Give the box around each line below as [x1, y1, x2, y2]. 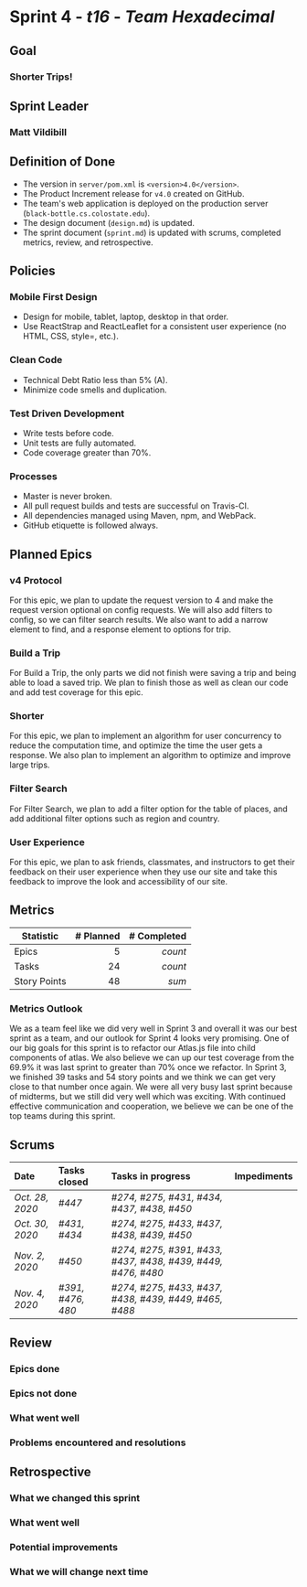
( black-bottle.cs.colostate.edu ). [22, 208, 151, 219]
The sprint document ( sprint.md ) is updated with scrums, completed [22, 227, 281, 238]
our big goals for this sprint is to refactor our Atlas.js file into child [9, 1043, 256, 1054]
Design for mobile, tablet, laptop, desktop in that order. [22, 311, 229, 322]
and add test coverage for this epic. [9, 687, 143, 698]
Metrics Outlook [9, 1002, 83, 1014]
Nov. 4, [14, 1287, 46, 1300]
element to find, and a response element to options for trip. [9, 624, 231, 635]
